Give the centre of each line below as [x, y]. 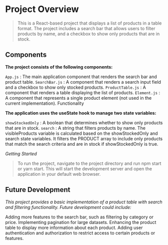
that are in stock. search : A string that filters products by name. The [75, 128]
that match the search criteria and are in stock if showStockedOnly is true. [82, 144]
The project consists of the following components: [59, 67]
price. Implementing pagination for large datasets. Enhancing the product [81, 222]
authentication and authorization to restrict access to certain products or [80, 233]
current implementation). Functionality [45, 103]
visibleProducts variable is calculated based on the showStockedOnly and [81, 133]
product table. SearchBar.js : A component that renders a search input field [83, 82]
